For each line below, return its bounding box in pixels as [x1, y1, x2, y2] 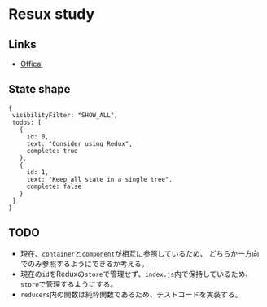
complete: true [26, 147, 79, 155]
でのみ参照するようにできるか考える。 [20, 258, 149, 269]
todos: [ [11, 118, 42, 126]
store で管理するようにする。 [20, 278, 118, 289]
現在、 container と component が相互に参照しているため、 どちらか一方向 [20, 248, 260, 258]
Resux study [8, 5, 95, 24]
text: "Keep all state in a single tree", [26, 175, 173, 183]
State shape [8, 82, 71, 96]
